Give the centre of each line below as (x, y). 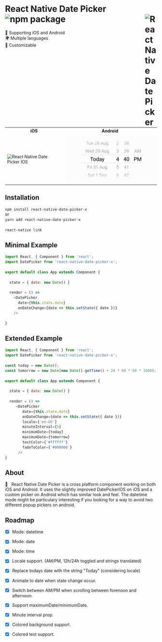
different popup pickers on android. (40, 505)
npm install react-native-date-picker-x (46, 209)
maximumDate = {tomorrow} (46, 437)
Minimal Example (31, 245)
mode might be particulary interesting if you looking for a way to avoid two (79, 500)
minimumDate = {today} (43, 432)
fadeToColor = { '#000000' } (47, 447)
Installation (22, 198)
